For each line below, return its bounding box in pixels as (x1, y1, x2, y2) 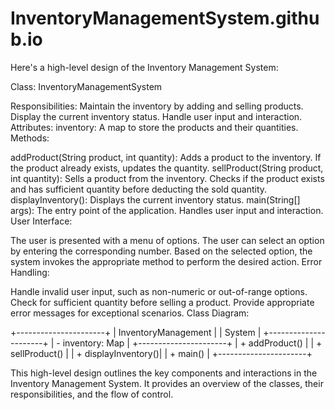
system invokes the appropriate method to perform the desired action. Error (10, 255, 323, 267)
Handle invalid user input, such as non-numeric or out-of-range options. (10, 285, 308, 297)
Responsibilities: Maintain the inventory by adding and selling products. (10, 100, 304, 112)
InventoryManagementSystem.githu (10, 7, 320, 30)
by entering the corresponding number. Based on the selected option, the (10, 245, 313, 257)
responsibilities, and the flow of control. (10, 388, 174, 400)
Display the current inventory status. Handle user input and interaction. (10, 110, 303, 122)
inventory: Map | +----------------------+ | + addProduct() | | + (62, 337, 323, 349)
